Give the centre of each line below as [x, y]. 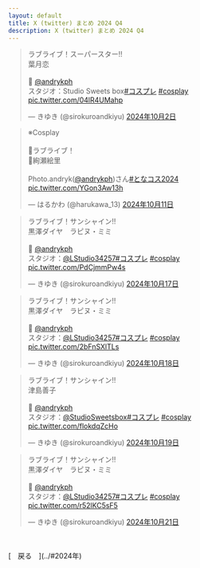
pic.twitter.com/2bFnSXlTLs [73, 347]
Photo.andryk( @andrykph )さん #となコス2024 [103, 179]
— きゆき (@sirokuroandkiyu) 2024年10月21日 [103, 522]
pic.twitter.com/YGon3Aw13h [75, 188]
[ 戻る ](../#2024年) [45, 556]
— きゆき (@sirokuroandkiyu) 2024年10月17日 [103, 284]
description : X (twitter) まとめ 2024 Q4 [76, 30]
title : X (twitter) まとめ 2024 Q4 [65, 23]
